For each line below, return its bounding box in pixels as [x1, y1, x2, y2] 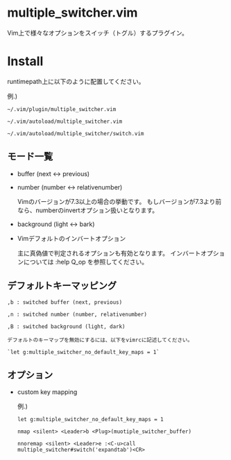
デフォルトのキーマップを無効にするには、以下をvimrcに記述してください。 [7, 337, 193, 343]
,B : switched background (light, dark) [7, 323, 126, 330]
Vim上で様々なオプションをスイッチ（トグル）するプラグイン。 [7, 28, 189, 37]
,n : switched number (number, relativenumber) [7, 311, 148, 318]
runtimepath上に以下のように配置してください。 [7, 77, 145, 85]
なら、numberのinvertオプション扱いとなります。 [17, 206, 159, 214]
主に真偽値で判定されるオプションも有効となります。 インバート [17, 248, 201, 257]
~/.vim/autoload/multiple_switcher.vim [7, 118, 123, 125]
